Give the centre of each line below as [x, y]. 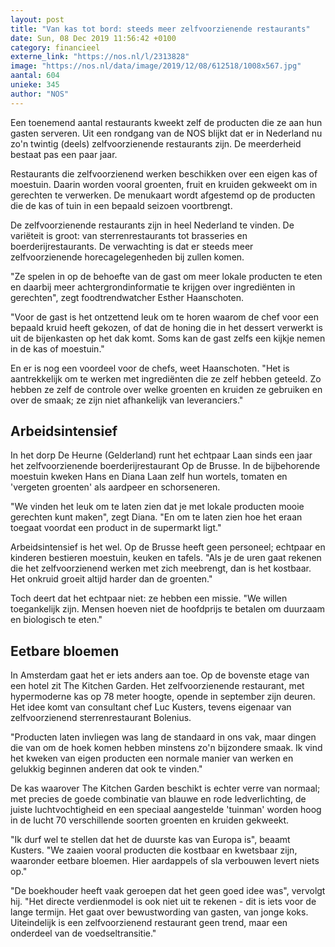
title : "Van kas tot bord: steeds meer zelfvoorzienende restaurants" [160, 29]
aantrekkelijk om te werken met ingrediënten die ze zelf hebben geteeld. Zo [166, 378]
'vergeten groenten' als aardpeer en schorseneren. [115, 487]
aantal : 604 [35, 76]
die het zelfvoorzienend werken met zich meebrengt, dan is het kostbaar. [161, 568]
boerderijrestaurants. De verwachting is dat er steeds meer [132, 246]
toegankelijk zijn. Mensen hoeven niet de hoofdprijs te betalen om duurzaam [167, 609]
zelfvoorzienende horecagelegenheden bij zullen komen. [127, 257]
